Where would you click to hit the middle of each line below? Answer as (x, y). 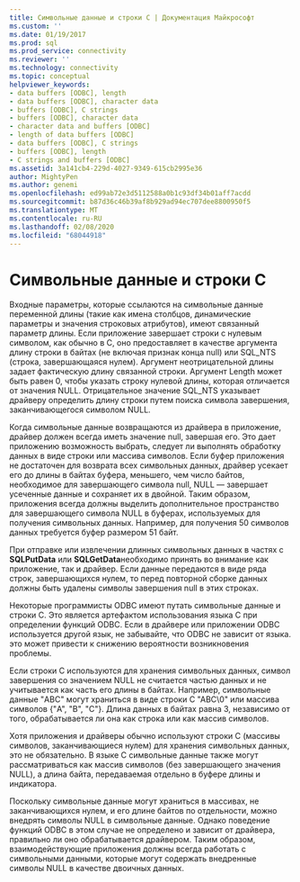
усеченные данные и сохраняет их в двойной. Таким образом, (130, 494)
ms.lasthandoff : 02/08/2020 (62, 227)
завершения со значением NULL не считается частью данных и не (138, 680)
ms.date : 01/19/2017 (48, 34)
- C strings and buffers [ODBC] (70, 160)
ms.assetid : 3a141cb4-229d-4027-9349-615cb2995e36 (106, 168)
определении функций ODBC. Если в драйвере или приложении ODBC (145, 625)
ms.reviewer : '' (40, 59)
